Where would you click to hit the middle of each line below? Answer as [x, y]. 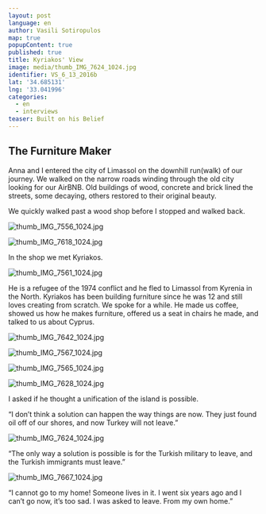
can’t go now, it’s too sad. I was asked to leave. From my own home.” [121, 500]
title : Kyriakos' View [46, 60]
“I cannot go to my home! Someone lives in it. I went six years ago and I [125, 493]
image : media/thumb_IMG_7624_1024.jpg [72, 68]
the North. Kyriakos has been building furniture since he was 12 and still [125, 296]
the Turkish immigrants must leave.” [67, 462]
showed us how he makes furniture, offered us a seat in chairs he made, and [133, 313]
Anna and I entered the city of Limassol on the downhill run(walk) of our [125, 170]
